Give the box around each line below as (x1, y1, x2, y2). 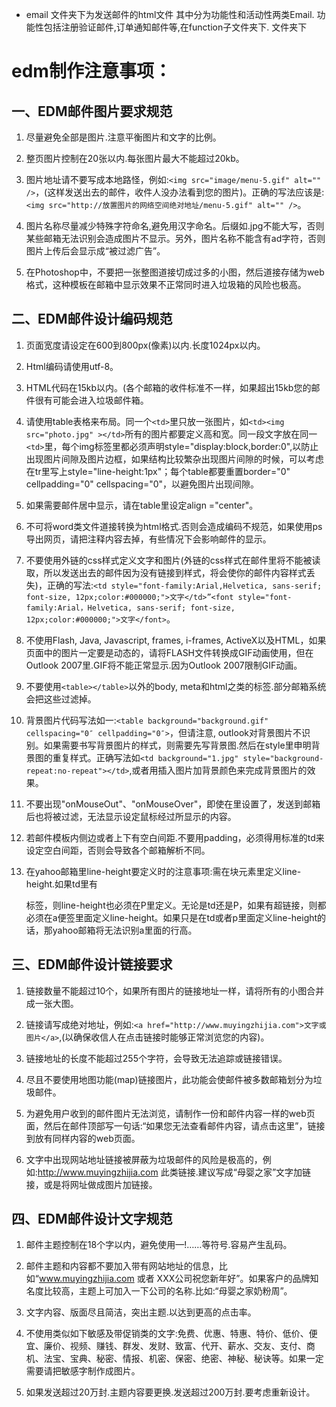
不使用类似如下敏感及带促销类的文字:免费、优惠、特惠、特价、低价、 (25, 1328, 309, 1340)
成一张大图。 (25, 997, 79, 1009)
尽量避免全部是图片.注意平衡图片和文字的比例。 (25, 131, 222, 143)
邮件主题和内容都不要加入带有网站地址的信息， (25, 1260, 219, 1272)
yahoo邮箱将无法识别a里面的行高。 (52, 924, 198, 936)
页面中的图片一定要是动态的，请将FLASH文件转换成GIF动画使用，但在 (25, 646, 314, 658)
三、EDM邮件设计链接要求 (11, 956, 173, 973)
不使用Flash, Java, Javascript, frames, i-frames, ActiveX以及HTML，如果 (25, 634, 327, 646)
